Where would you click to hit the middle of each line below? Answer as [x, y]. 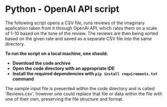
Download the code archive [41, 63]
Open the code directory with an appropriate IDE [63, 68]
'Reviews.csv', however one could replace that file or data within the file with [84, 94]
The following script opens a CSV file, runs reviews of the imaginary [75, 23]
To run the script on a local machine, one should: [57, 53]
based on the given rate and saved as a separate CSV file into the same [79, 39]
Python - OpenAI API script [62, 9]
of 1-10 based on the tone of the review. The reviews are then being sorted [82, 33]
